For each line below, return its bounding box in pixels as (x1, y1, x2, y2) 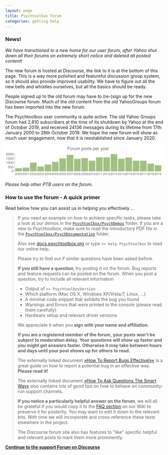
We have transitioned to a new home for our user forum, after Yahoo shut (5, 47, 157, 53)
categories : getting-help (5, 19, 59, 24)
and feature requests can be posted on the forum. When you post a (17, 271, 157, 277)
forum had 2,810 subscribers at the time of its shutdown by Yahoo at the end (5, 119, 163, 125)
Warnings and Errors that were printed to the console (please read (25, 301, 162, 308)
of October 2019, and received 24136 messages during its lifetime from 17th (5, 124, 162, 130)
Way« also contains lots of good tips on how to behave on (17, 383, 137, 389)
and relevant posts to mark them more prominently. (17, 434, 124, 440)
